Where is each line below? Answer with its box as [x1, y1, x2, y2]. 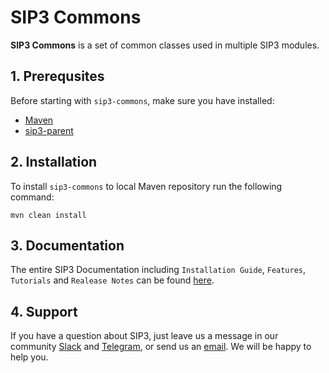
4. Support [10, 303, 78, 320]
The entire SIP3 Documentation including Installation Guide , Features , [10, 264, 307, 276]
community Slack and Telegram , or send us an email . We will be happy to [10, 341, 312, 353]
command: [10, 191, 55, 203]
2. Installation [10, 154, 98, 171]
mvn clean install [10, 210, 87, 220]
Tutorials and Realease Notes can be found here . [10, 274, 215, 286]
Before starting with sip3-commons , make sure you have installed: [10, 94, 275, 106]
